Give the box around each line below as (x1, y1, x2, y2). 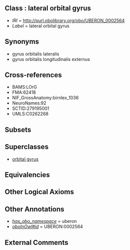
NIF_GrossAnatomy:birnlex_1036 (12, 95, 79, 101)
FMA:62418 (12, 89, 36, 95)
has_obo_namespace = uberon (12, 218, 77, 224)
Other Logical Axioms (5, 187, 74, 196)
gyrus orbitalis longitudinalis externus (12, 56, 90, 62)
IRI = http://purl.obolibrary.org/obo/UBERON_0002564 (12, 17, 125, 23)
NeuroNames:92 (12, 100, 46, 106)
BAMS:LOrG (12, 84, 37, 90)
